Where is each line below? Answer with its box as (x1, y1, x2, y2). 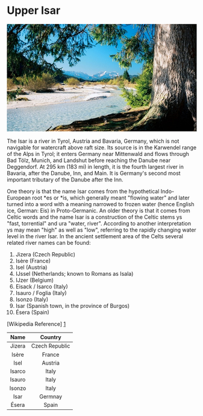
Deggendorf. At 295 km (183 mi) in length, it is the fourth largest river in (7, 163, 184, 170)
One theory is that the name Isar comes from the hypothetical (7, 187, 160, 195)
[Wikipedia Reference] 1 (7, 320, 66, 327)
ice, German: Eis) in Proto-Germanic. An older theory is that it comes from (7, 207, 190, 214)
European (7, 194, 31, 201)
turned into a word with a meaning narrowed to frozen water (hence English (7, 200, 195, 207)
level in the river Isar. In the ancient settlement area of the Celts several (7, 232, 183, 239)
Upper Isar (7, 4, 61, 18)
